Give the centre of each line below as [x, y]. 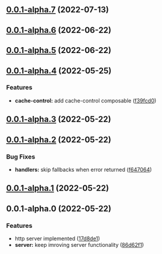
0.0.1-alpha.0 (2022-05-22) [59, 208]
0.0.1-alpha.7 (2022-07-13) [57, 10]
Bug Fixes [21, 156]
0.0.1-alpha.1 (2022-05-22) [57, 188]
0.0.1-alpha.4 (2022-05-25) [59, 71]
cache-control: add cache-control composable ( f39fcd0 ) [85, 100]
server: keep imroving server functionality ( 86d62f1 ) [79, 245]
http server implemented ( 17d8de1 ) [57, 238]
